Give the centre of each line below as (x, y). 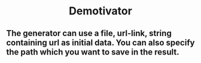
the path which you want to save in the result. (93, 52)
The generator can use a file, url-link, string (89, 33)
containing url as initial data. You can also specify (100, 42)
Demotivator (100, 11)
